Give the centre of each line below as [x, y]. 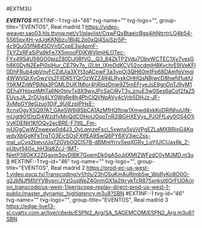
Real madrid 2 [68, 168]
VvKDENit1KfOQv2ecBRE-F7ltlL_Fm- [52, 123]
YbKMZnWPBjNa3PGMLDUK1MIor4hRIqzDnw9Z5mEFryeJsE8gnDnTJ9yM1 [99, 84]
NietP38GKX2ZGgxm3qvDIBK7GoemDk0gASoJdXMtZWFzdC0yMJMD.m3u [100, 155]
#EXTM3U [19, 9]
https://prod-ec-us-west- [118, 168]
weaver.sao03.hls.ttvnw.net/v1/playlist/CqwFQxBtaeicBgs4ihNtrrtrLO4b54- [99, 33]
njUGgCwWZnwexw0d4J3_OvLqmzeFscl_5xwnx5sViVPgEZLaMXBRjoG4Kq [100, 129]
